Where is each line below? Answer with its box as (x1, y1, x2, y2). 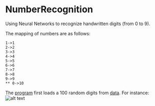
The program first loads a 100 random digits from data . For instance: (5, 90, 149, 96)
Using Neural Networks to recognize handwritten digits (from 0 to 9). (5, 20, 150, 27)
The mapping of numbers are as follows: (5, 30, 91, 36)
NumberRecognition (5, 4, 94, 15)
